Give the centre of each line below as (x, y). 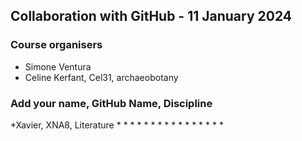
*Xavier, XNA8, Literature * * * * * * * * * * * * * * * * (117, 125)
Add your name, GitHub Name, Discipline (111, 103)
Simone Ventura (58, 66)
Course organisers (56, 45)
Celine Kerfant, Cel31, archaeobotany (101, 77)
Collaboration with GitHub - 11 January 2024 (151, 16)
